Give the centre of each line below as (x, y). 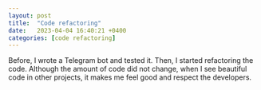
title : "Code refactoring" (55, 23)
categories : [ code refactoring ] (62, 38)
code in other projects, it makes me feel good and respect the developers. (130, 77)
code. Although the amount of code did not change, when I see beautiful (128, 69)
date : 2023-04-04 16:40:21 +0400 (67, 30)
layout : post (30, 16)
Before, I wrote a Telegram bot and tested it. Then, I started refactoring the (131, 61)
